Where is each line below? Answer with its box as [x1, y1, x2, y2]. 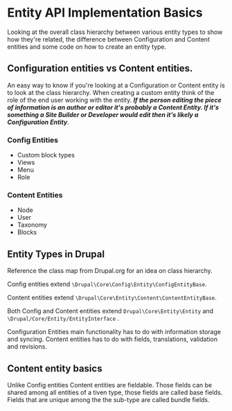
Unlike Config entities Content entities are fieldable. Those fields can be [7, 381, 213, 389]
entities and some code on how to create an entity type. [7, 42, 167, 51]
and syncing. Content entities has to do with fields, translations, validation [7, 335, 218, 344]
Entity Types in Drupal [7, 248, 105, 260]
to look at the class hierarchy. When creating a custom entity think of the [7, 88, 215, 96]
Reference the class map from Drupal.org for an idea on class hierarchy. [7, 267, 213, 275]
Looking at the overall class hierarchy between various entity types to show [7, 28, 223, 36]
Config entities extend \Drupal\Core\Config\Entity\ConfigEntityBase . [7, 280, 207, 288]
